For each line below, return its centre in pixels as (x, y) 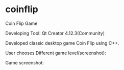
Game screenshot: (25, 62)
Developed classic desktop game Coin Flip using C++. (62, 43)
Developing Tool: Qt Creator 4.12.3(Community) (55, 33)
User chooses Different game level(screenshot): (56, 53)
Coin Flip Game (21, 23)
